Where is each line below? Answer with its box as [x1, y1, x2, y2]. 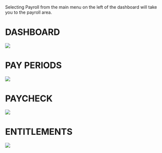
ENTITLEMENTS [5, 126, 73, 137]
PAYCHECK [5, 93, 53, 104]
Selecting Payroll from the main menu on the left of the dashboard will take [5, 4, 157, 10]
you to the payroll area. [5, 9, 52, 15]
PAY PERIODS [5, 60, 62, 71]
